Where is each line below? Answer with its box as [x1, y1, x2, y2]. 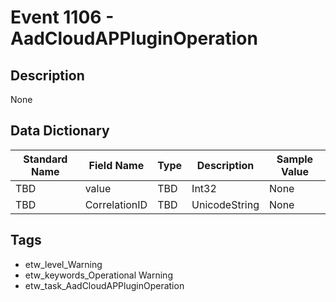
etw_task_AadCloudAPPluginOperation [24, 279, 185, 291]
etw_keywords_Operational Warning [24, 269, 173, 281]
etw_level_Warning [24, 258, 103, 270]
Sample [276, 152, 314, 166]
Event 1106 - [10, 6, 115, 29]
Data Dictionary [10, 122, 110, 140]
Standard [23, 152, 68, 166]
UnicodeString [191, 197, 260, 211]
